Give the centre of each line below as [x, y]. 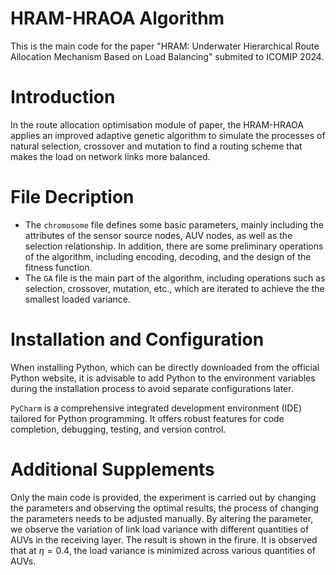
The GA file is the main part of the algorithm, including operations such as [175, 278]
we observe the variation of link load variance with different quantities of [160, 529]
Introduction [63, 97]
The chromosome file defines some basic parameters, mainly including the [174, 224]
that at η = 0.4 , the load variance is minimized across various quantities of [163, 550]
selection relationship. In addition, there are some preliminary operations [174, 246]
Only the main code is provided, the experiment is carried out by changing [163, 497]
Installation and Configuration [137, 339]
